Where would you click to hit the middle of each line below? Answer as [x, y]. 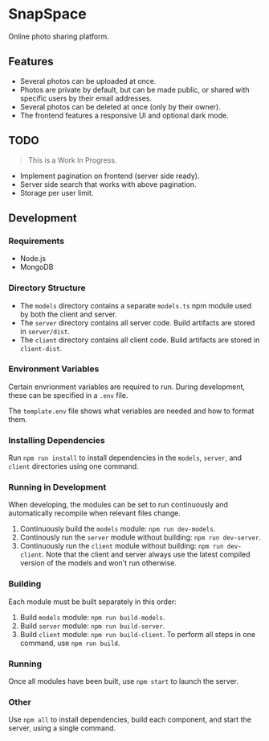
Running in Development [57, 487]
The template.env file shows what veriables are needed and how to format [131, 411]
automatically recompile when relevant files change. [94, 513]
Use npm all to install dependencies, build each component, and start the [130, 720]
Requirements [37, 241]
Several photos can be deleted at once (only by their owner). [120, 106]
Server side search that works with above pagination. [108, 184]
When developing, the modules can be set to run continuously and [118, 505]
